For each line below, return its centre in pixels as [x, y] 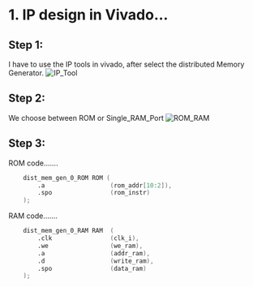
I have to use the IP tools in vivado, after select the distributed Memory [126, 64]
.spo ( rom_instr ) [94, 193]
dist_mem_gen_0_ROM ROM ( [67, 178]
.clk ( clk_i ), [88, 238]
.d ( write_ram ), [96, 261]
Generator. [26, 73]
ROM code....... [33, 163]
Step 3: [27, 143]
